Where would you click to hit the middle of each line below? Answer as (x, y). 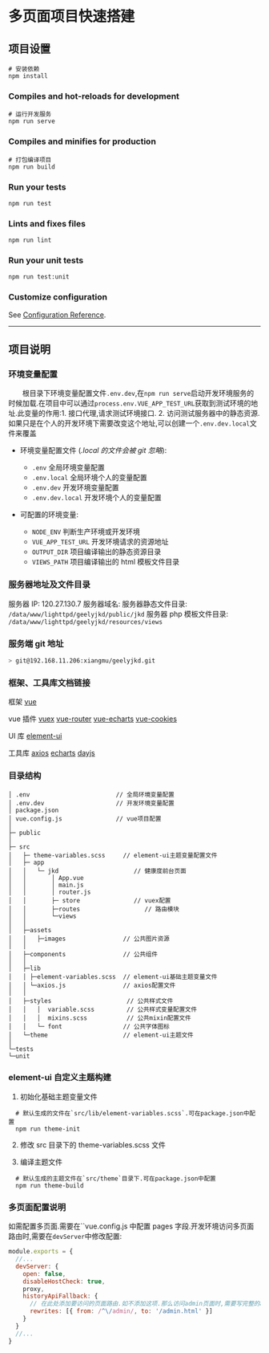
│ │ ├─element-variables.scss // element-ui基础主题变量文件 (113, 976)
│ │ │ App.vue (46, 878)
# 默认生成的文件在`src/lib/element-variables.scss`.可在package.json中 (132, 1113)
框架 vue (23, 702)
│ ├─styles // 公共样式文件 (91, 1000)
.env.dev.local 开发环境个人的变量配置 (96, 498)
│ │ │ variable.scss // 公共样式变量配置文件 (103, 1009)
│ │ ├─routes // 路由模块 (94, 909)
